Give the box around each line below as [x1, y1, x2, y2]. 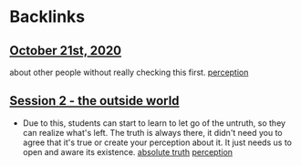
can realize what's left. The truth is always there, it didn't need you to [22, 127, 283, 138]
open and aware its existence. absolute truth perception [22, 146, 234, 157]
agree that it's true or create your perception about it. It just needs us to [22, 137, 292, 148]
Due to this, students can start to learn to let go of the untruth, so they [22, 117, 285, 129]
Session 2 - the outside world [9, 93, 180, 109]
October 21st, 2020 [9, 43, 122, 58]
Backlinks [9, 6, 86, 27]
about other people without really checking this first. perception [9, 67, 249, 78]
